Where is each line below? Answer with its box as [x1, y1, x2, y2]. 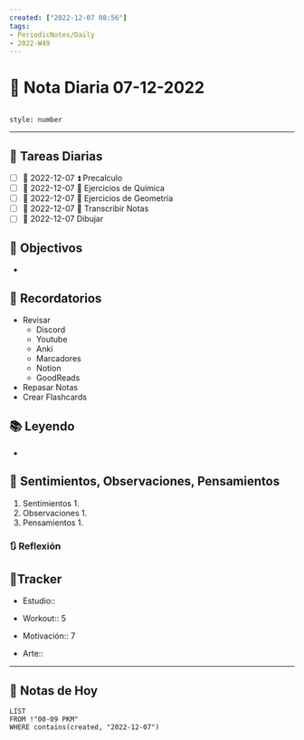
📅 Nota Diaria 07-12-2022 [9, 78, 205, 98]
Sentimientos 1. [22, 497, 80, 508]
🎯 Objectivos [9, 240, 83, 255]
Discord [35, 323, 66, 335]
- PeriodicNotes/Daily [9, 30, 95, 39]
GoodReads [35, 372, 81, 383]
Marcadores [35, 352, 81, 363]
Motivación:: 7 [22, 630, 76, 641]
